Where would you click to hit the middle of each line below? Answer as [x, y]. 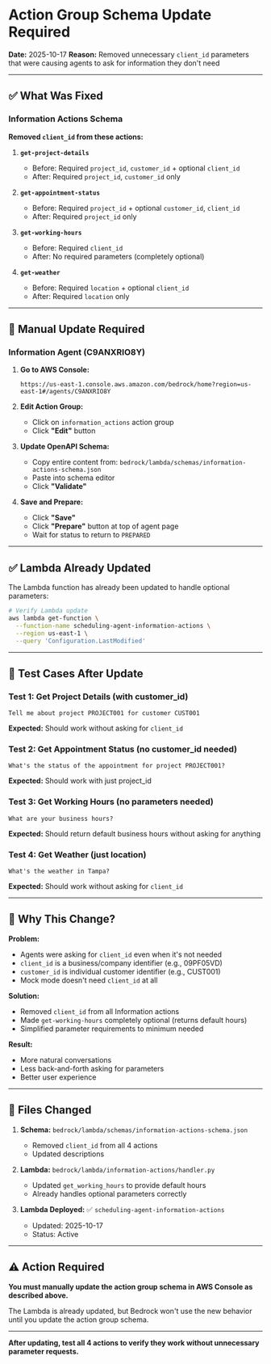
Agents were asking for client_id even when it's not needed [121, 954]
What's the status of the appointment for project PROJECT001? [117, 766]
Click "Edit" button [64, 431]
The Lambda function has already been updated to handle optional [119, 587]
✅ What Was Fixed [56, 96]
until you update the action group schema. [79, 1320]
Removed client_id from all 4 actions [95, 1145]
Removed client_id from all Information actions [100, 1011]
